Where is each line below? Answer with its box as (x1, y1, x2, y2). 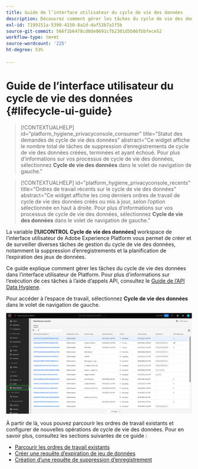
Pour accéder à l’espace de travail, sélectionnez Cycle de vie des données (6, 295, 189, 302)
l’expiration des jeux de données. (6, 253, 87, 260)
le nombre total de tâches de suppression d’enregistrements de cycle (20, 142, 189, 150)
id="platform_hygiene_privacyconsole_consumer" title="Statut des (20, 130, 183, 137)
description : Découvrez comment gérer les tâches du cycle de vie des (6, 15, 183, 22)
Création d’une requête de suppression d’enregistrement (14, 456, 152, 463)
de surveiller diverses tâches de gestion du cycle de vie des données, (6, 241, 176, 248)
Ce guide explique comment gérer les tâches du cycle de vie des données (6, 264, 187, 271)
